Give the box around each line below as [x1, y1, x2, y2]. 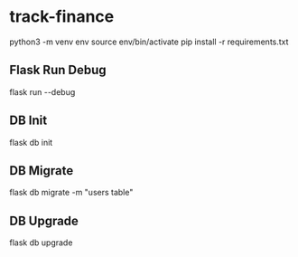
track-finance [9, 6, 115, 27]
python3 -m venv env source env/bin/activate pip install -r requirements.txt [9, 36, 289, 47]
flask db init [9, 137, 53, 148]
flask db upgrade [9, 237, 73, 248]
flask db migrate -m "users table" [9, 187, 134, 198]
